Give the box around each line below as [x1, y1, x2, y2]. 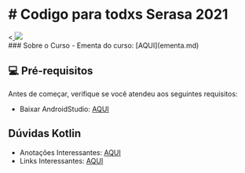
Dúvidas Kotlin [8, 127, 82, 140]
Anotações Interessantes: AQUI [19, 147, 122, 157]
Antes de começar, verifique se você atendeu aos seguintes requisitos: [8, 88, 238, 99]
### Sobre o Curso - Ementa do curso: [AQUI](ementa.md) [8, 41, 199, 50]
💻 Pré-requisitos [8, 64, 93, 77]
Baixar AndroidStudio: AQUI [19, 104, 110, 114]
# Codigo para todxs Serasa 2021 [8, 5, 229, 23]
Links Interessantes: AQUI [19, 156, 104, 165]
